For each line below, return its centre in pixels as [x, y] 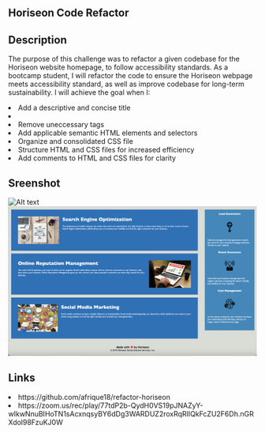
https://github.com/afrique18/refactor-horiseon [95, 397]
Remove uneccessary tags [62, 125]
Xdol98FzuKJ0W [35, 422]
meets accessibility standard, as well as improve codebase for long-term [126, 84]
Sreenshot [34, 183]
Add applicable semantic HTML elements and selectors [108, 133]
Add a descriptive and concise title [75, 108]
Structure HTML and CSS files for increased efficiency [106, 150]
